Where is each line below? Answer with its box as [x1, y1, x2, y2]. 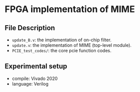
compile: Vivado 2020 [12, 75, 58, 81]
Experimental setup [5, 62, 67, 71]
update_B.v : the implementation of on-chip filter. [12, 37, 111, 43]
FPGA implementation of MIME [5, 4, 135, 15]
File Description [5, 24, 55, 32]
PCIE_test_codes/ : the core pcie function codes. [12, 48, 111, 53]
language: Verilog [12, 80, 49, 86]
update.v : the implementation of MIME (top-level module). [12, 42, 131, 48]
